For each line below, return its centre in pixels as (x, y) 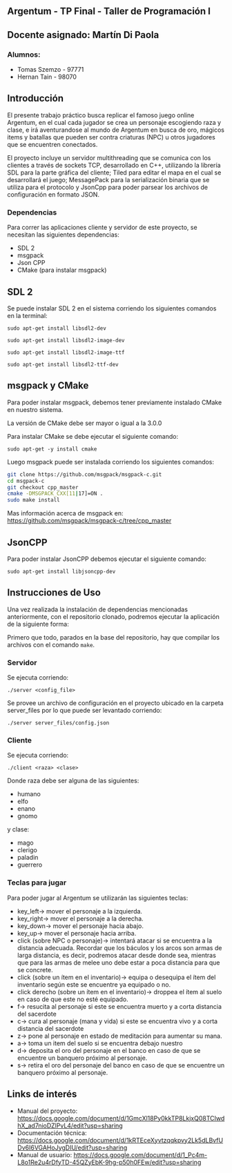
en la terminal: (27, 316)
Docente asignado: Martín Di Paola (83, 35)
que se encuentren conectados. (52, 144)
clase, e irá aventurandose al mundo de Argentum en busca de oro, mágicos (116, 130)
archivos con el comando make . (51, 644)
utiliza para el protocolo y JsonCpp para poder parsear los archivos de (108, 187)
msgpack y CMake (48, 386)
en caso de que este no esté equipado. (73, 999)
